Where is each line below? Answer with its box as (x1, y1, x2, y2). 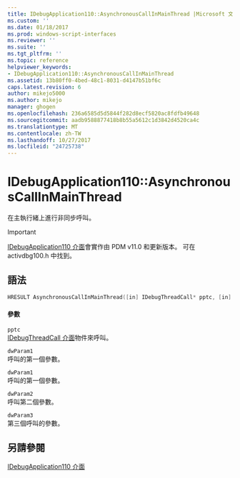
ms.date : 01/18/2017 (7, 24, 69, 31)
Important (7, 228, 36, 236)
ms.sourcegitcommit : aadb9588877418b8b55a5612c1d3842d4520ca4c (7, 116, 200, 123)
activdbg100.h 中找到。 (7, 251, 76, 260)
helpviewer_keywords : (7, 63, 72, 71)
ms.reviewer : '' (7, 37, 56, 44)
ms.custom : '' (7, 17, 50, 24)
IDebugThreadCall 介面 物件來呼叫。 (7, 333, 113, 342)
